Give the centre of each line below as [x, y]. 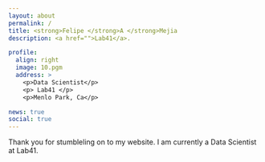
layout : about [32, 16]
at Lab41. [23, 151]
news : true [26, 112]
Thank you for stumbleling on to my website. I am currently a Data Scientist [132, 142]
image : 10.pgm [39, 68]
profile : [23, 53]
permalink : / [30, 23]
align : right [37, 60]
